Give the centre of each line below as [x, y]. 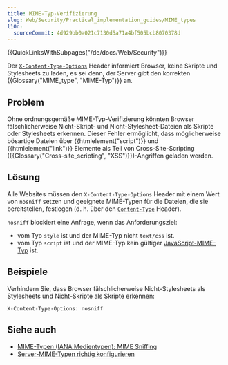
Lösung [23, 177]
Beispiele [28, 272]
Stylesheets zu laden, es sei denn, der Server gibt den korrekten [99, 73]
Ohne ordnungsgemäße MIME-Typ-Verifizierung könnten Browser [101, 119]
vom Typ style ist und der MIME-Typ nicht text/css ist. [96, 235]
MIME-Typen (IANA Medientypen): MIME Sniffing [87, 346]
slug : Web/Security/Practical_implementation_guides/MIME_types [102, 20]
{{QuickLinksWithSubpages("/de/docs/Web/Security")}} [87, 53]
